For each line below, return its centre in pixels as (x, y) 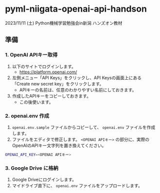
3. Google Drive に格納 (32, 168)
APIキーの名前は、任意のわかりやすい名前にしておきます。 (78, 90)
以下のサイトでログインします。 (44, 66)
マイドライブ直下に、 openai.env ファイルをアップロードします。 (77, 186)
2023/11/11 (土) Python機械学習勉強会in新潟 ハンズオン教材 (64, 23)
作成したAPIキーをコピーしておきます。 (51, 96)
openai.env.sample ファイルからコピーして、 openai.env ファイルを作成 (84, 127)
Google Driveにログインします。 (44, 180)
